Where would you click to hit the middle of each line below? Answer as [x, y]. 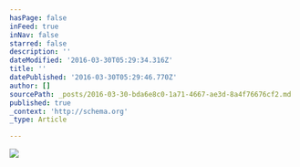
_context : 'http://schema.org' [69, 111]
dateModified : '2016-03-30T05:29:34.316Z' [91, 60]
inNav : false [34, 35]
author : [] [30, 86]
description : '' [40, 52]
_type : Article [38, 120]
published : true [40, 103]
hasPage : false [38, 18]
